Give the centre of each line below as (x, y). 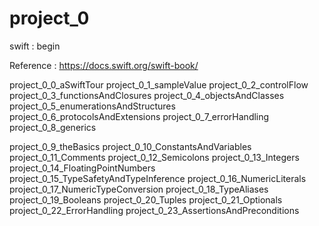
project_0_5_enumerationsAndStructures (92, 106)
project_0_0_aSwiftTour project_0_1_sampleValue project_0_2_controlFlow (159, 84)
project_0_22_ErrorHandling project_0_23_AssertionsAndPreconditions (154, 210)
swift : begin (35, 46)
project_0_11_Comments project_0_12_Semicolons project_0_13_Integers (154, 157)
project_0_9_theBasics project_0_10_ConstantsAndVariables (130, 146)
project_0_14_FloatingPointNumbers (82, 168)
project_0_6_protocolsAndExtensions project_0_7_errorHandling (139, 116)
